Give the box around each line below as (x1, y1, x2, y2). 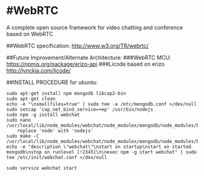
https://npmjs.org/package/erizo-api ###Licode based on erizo (6, 60, 165, 68)
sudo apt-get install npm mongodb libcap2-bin (6, 90, 126, 96)
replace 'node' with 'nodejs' (17, 127, 94, 134)
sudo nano (6, 117, 32, 123)
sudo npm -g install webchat (6, 111, 80, 118)
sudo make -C (6, 133, 39, 139)
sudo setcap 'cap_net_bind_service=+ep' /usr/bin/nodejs (6, 106, 154, 113)
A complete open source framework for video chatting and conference (6, 24, 183, 31)
